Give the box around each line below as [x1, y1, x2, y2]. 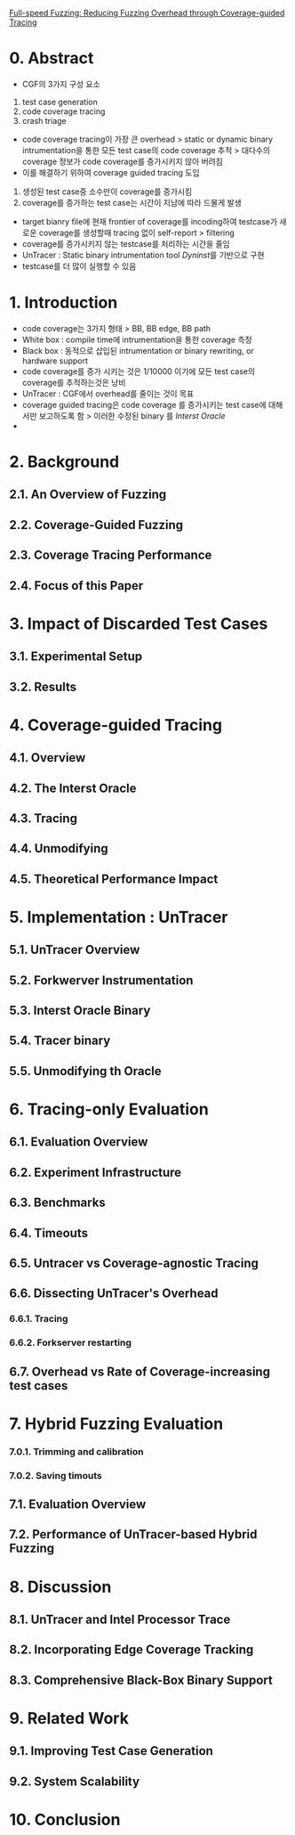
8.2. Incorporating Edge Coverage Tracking [9, 1643, 254, 1658]
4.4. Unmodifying [9, 841, 108, 856]
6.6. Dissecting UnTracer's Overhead [9, 1286, 219, 1301]
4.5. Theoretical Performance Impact [9, 871, 219, 886]
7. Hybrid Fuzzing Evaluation [9, 1414, 224, 1433]
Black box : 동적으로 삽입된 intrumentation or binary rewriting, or [21, 345, 255, 355]
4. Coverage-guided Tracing [9, 714, 223, 735]
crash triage [21, 115, 67, 126]
